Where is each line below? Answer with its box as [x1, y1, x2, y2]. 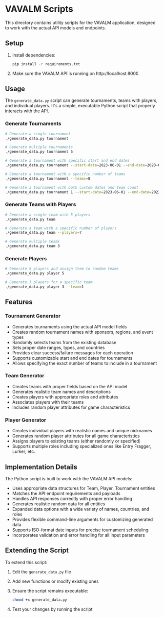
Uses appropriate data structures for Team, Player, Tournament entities [12, 485, 155, 491]
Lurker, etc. [12, 448, 36, 454]
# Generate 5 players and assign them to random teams [5, 266, 119, 271]
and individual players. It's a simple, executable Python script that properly [5, 103, 155, 109]
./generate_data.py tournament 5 [5, 149, 73, 154]
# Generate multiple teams [5, 239, 60, 244]
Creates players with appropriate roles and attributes [12, 394, 119, 400]
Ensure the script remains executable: [12, 588, 89, 593]
